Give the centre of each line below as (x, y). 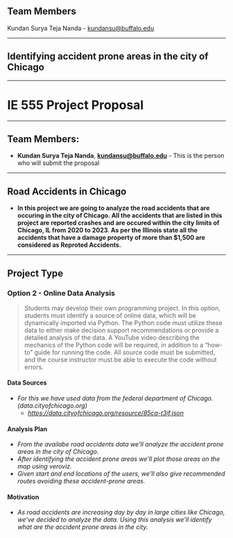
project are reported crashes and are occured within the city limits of (118, 223)
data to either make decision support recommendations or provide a (121, 330)
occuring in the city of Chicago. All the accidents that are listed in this (120, 216)
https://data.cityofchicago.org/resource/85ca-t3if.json (105, 413)
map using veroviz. (44, 467)
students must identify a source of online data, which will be (110, 315)
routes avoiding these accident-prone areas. (81, 481)
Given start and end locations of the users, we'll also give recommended (121, 474)
